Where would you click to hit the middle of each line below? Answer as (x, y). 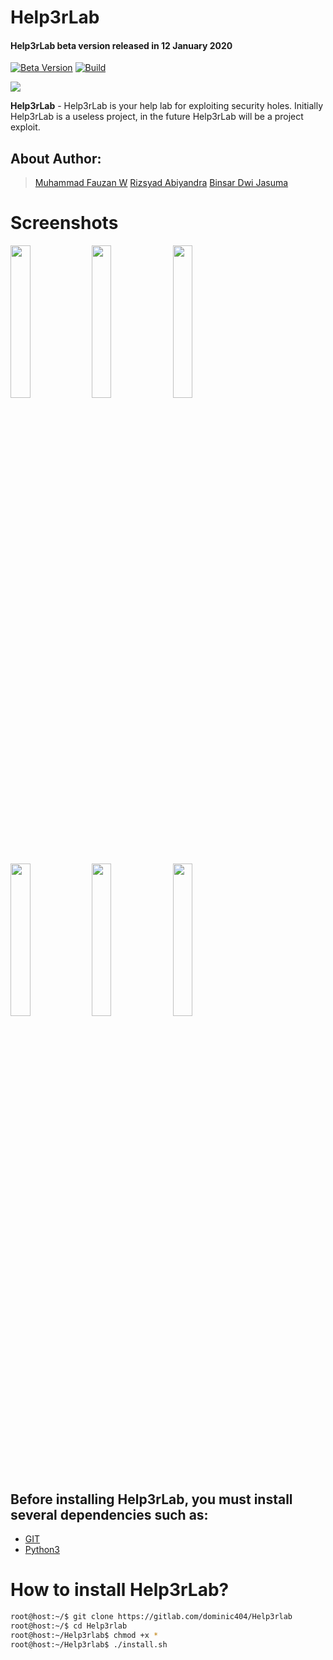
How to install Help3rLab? (120, 1590)
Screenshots (64, 223)
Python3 (42, 1549)
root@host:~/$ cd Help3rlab (69, 1626)
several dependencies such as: (109, 1514)
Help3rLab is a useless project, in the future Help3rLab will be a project (157, 117)
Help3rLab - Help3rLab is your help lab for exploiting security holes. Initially (167, 106)
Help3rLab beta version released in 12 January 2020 (121, 45)
